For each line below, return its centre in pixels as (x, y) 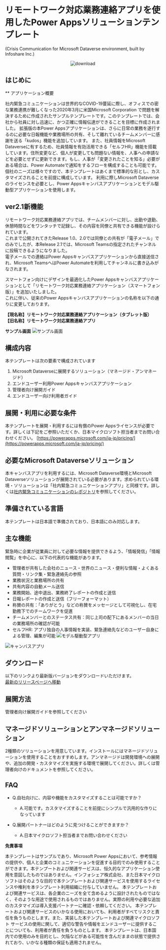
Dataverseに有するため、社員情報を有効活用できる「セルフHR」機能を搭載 (81, 146)
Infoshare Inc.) (20, 54)
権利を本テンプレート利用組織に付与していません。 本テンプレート (85, 887)
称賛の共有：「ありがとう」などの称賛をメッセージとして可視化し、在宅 (84, 605)
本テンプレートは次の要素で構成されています (50, 361)
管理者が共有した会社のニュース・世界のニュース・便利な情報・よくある (85, 568)
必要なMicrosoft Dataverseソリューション (69, 460)
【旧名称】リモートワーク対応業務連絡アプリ (50, 320)
